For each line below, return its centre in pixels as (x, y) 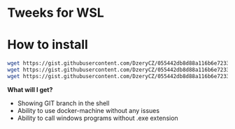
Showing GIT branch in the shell (63, 103)
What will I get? (30, 89)
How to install (48, 45)
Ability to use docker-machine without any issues (88, 110)
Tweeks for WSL (56, 13)
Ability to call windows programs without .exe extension (98, 118)
